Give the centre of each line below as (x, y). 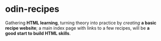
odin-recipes (32, 9)
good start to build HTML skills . (38, 33)
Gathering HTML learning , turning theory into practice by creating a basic (81, 23)
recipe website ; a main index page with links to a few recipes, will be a (78, 28)
